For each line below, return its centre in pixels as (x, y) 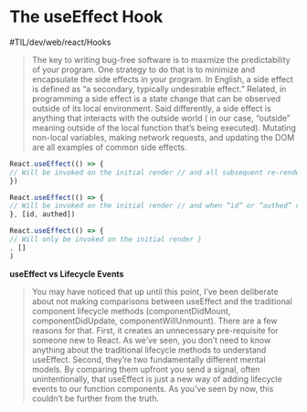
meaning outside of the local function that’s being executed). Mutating (164, 127)
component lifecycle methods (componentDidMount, (131, 311)
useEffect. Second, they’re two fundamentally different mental (149, 359)
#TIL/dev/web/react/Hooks (60, 42)
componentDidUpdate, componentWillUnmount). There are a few (154, 321)
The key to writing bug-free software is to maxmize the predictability (161, 59)
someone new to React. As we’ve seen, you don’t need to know (151, 340)
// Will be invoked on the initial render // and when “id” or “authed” (151, 206)
